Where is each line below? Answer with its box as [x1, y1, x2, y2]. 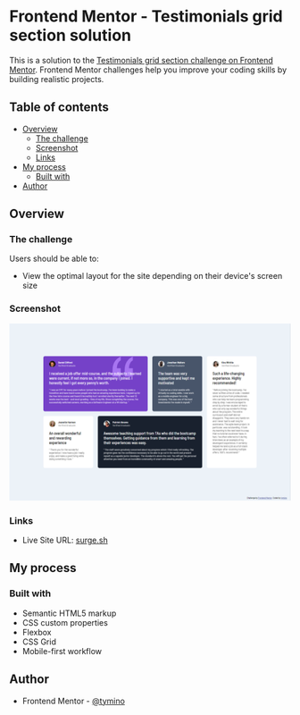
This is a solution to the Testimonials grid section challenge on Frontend [9, 55, 274, 65]
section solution [9, 25, 132, 46]
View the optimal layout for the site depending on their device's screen [21, 271, 283, 282]
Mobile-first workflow [21, 645, 103, 656]
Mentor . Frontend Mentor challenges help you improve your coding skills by [9, 64, 287, 75]
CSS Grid [21, 636, 56, 647]
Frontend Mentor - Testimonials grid [9, 6, 283, 27]
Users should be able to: [9, 253, 100, 265]
